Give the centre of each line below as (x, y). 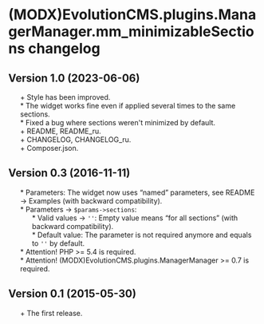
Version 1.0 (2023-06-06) (74, 78)
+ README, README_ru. (60, 131)
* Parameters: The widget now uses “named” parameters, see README (137, 192)
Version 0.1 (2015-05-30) (73, 294)
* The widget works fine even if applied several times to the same (128, 106)
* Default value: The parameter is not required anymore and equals (142, 235)
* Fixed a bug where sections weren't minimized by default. (117, 122)
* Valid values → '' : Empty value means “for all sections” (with (135, 218)
